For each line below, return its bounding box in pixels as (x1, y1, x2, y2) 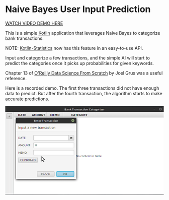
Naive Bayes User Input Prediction (5, 4, 151, 15)
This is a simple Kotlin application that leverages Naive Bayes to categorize (5, 30, 160, 36)
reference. (5, 75, 27, 81)
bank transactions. (5, 35, 44, 41)
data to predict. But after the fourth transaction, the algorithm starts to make (5, 90, 162, 96)
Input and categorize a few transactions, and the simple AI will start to (5, 54, 150, 61)
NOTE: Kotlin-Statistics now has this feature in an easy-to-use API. (5, 45, 143, 51)
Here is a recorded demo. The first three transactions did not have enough (5, 85, 159, 91)
